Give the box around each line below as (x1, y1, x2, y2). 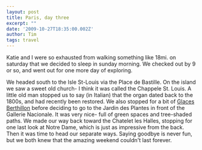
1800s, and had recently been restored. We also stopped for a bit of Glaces (6, 98, 195, 105)
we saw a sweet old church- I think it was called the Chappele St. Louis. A (6, 85, 192, 92)
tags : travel (6, 37, 40, 43)
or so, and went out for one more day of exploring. (6, 67, 133, 73)
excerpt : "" (6, 20, 37, 26)
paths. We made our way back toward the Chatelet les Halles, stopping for (6, 117, 193, 124)
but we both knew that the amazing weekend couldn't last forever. (6, 137, 172, 143)
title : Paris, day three (6, 15, 69, 21)
